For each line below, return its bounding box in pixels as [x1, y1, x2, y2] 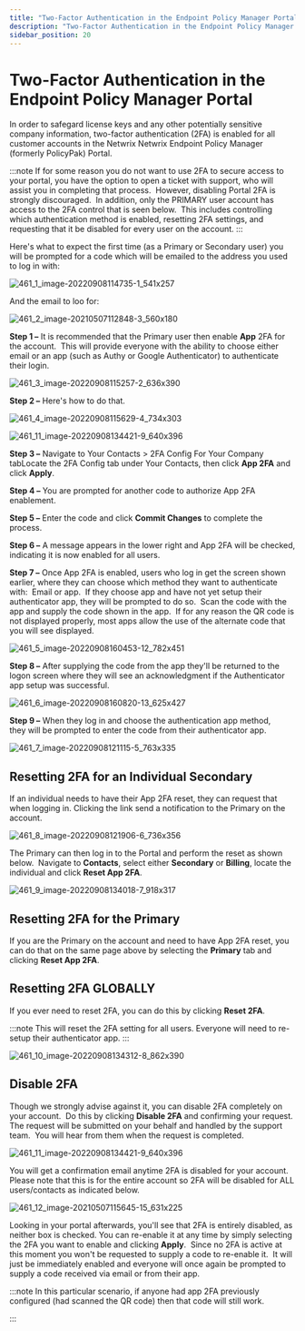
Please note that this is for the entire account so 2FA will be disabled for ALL [9, 1174, 295, 1185]
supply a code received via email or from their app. [9, 1267, 201, 1279]
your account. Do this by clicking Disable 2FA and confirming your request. [9, 1110, 293, 1121]
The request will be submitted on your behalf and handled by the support [9, 1120, 283, 1131]
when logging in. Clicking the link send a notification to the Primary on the [9, 803, 286, 814]
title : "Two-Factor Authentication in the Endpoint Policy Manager [9, 13, 271, 23]
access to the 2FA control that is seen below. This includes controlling [9, 204, 273, 215]
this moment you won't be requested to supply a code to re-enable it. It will [9, 1248, 293, 1259]
